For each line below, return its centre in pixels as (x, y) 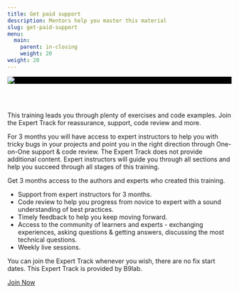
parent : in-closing (49, 47)
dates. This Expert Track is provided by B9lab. (75, 268)
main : (22, 41)
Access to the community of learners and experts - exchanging (111, 224)
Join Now (21, 282)
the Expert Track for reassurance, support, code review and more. (104, 122)
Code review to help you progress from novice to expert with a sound (119, 202)
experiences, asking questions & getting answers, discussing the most (121, 232)
